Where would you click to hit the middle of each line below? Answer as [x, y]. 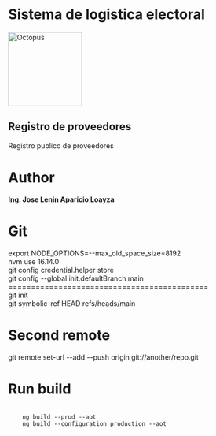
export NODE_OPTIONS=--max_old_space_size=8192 [95, 253]
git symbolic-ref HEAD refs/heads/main [72, 303]
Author [31, 177]
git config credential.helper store [61, 270]
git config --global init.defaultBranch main [76, 278]
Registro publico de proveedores [61, 145]
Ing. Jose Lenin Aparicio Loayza [62, 199]
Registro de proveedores [70, 127]
